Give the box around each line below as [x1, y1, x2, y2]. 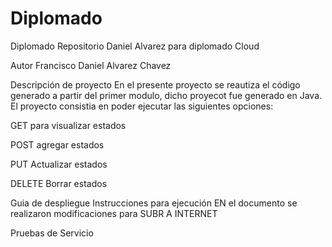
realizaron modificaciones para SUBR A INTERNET [10, 207, 218, 219]
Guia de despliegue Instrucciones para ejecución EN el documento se [10, 197, 298, 209]
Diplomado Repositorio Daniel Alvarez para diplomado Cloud [10, 40, 260, 52]
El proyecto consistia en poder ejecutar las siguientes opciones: [10, 100, 274, 112]
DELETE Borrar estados [10, 177, 108, 189]
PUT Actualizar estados [10, 158, 108, 170]
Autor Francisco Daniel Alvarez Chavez [10, 59, 172, 71]
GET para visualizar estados [10, 119, 127, 131]
